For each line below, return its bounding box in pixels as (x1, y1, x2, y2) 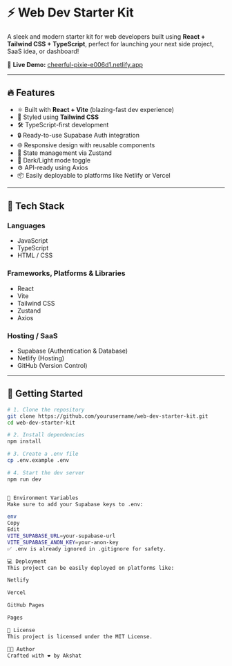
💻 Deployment (7, 557, 47, 565)
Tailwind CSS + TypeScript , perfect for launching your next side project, (7, 39, 214, 48)
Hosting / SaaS (7, 331, 58, 340)
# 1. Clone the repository (7, 406, 85, 413)
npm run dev (7, 476, 41, 483)
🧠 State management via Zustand (17, 149, 113, 157)
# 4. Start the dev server (7, 469, 85, 477)
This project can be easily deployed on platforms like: (7, 564, 175, 571)
